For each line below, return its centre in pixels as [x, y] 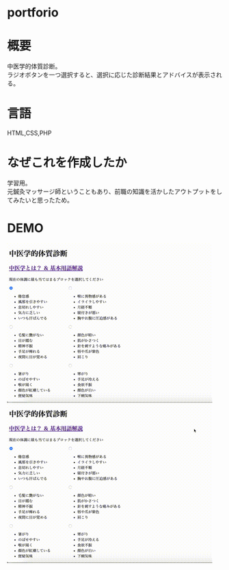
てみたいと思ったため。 [40, 200]
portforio [33, 13]
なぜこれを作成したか [67, 163]
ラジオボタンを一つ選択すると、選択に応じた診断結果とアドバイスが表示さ [112, 75]
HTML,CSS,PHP [29, 133]
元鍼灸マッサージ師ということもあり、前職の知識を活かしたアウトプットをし [115, 192]
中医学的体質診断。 [34, 66]
